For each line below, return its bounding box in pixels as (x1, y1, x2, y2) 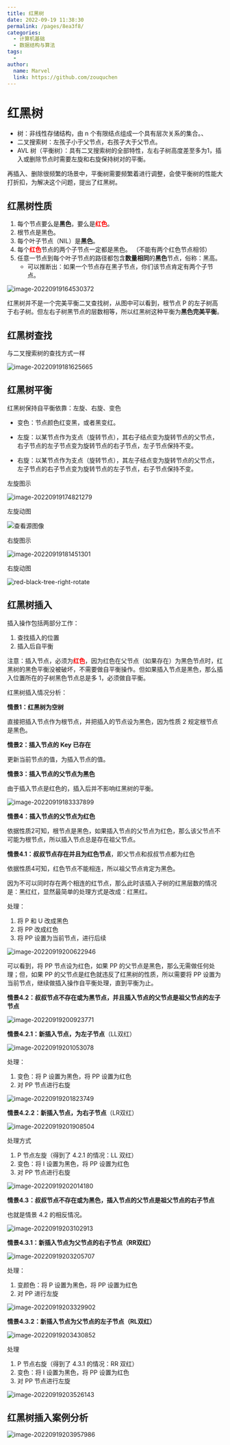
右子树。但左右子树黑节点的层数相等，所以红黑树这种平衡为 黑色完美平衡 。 (12, 308, 223, 316)
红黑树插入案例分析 (7, 1411, 88, 1423)
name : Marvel (13, 67, 51, 74)
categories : (7, 29, 41, 36)
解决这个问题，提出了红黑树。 (36, 178, 121, 186)
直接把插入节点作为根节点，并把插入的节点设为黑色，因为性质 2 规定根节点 (7, 717, 218, 725)
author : (7, 61, 29, 68)
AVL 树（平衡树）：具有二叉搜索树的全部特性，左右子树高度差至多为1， (16, 147, 216, 155)
